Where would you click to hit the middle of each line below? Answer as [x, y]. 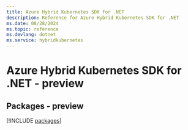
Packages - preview [45, 106]
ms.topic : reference [33, 29]
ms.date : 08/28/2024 [33, 23]
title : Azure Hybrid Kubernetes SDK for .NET [65, 12]
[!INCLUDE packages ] [34, 121]
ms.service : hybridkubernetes [45, 40]
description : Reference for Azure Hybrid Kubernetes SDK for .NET [93, 18]
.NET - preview [45, 84]
